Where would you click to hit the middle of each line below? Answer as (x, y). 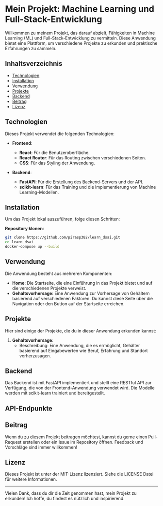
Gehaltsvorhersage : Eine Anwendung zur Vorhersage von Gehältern (81, 293)
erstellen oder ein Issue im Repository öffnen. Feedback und (83, 442)
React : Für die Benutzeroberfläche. (54, 153)
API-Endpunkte (29, 408)
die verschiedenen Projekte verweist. (49, 288)
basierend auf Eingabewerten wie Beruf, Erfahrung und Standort (83, 350)
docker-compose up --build (32, 247)
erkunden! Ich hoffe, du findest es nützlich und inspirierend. (65, 499)
